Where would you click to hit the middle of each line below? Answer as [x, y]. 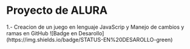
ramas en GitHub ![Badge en [42, 33]
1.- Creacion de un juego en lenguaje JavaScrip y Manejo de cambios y [95, 27]
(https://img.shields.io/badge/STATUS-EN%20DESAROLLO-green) [90, 39]
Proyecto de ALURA [57, 10]
